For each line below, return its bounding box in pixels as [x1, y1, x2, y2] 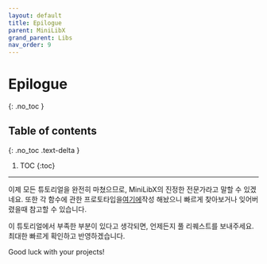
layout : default [8, 11, 62, 20]
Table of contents [8, 124, 97, 138]
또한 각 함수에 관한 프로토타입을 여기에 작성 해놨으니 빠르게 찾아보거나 [25, 194, 238, 204]
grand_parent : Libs [8, 33, 73, 42]
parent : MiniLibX [8, 26, 66, 34]
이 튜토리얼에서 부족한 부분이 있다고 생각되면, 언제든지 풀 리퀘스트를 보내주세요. [8, 221, 254, 231]
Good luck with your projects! [8, 247, 105, 256]
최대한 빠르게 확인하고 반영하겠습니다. [8, 231, 126, 240]
